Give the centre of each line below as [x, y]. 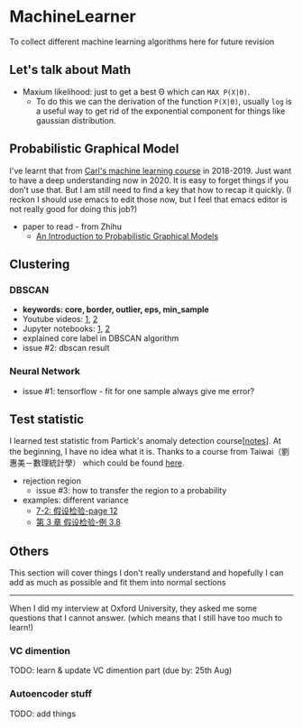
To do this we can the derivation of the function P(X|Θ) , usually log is [164, 101]
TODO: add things [43, 714]
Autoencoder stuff [51, 694]
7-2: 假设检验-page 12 [77, 511]
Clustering [40, 264]
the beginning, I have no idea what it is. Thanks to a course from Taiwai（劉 [150, 452]
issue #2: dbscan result [66, 348]
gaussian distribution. [76, 120]
